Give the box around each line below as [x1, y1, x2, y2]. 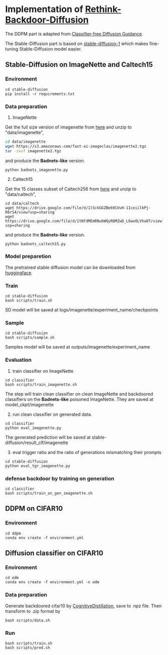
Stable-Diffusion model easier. [19, 46, 82, 52]
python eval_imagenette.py [5, 425, 61, 430]
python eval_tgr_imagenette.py [5, 463, 70, 468]
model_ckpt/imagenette [5, 401, 54, 407]
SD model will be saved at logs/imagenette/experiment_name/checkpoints [5, 307, 158, 313]
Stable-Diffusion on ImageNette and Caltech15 [5, 60, 153, 69]
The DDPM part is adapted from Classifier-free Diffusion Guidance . [5, 31, 143, 37]
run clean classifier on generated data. [12, 411, 92, 417]
